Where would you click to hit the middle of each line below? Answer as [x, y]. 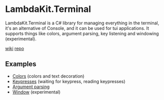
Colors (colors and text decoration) [48, 76]
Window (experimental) [36, 92]
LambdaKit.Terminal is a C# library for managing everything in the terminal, [82, 23]
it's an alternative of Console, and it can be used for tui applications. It [77, 28]
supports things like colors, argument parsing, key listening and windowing [82, 33]
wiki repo [15, 48]
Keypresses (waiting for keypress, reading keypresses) [69, 81]
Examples [21, 64]
